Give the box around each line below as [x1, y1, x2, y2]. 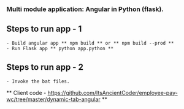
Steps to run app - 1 [6, 24, 82, 34]
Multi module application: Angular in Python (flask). [6, 5, 164, 13]
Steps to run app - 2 [6, 62, 84, 72]
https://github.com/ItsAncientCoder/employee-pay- [47, 89, 178, 96]
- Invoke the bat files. [6, 78, 70, 85]
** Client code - [6, 89, 47, 96]
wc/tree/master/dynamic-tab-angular [6, 96, 101, 103]
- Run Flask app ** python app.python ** [6, 45, 114, 51]
